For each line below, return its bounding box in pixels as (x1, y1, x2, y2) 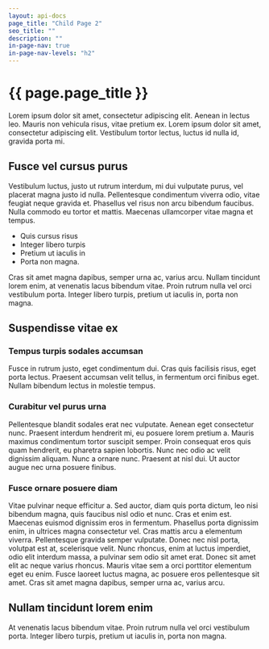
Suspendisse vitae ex (8, 322, 118, 335)
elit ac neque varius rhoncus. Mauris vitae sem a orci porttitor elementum (8, 561, 252, 571)
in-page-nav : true (8, 42, 70, 50)
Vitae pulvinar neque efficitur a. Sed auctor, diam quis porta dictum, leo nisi (8, 501, 259, 510)
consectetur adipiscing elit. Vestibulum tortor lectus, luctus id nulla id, (8, 127, 239, 137)
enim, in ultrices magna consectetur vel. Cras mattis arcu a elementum (8, 526, 243, 536)
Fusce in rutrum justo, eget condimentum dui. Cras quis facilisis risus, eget (8, 364, 256, 373)
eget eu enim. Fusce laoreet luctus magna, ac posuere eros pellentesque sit (8, 569, 260, 579)
